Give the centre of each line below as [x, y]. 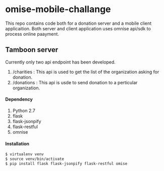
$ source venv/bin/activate [35, 159]
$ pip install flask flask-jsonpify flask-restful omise [66, 163]
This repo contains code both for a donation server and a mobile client [78, 23]
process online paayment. [32, 34]
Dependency [19, 99]
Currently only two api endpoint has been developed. [61, 62]
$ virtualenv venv [24, 154]
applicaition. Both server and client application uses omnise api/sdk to [78, 28]
